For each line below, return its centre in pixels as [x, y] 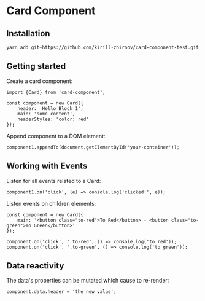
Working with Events [47, 166]
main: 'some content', [46, 114]
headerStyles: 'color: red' [53, 119]
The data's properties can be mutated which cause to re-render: [88, 281]
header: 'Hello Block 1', [51, 108]
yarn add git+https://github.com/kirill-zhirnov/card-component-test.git [103, 47]
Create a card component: [40, 81]
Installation [28, 33]
